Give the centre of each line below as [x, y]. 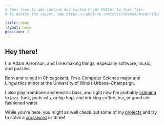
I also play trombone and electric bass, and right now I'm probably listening [81, 92]
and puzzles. [18, 68]
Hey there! [21, 52]
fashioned [15, 103]
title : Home [17, 23]
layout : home [18, 27]
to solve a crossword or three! [35, 117]
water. [32, 103]
